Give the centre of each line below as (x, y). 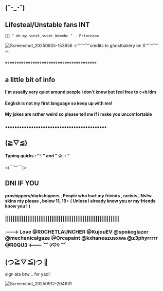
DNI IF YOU (22, 183)
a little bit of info (30, 79)
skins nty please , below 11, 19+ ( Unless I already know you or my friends (80, 201)
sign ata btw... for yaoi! (28, 274)
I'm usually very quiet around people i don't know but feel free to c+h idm (81, 92)
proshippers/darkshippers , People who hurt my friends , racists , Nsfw (78, 195)
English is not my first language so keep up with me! (59, 103)
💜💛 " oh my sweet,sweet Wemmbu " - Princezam (52, 36)
